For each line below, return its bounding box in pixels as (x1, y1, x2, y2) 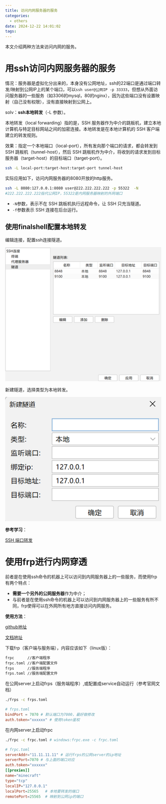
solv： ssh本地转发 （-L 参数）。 (5, 109, 68, 115)
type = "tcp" (5, 778, 28, 783)
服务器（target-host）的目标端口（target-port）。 (5, 155, 105, 161)
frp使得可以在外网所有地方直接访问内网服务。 (21, 602, 114, 609)
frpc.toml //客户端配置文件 (5, 660, 58, 666)
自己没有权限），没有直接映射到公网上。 (13, 99, 94, 105)
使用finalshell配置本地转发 (5, 223, 87, 231)
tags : (5, 29, 16, 34)
